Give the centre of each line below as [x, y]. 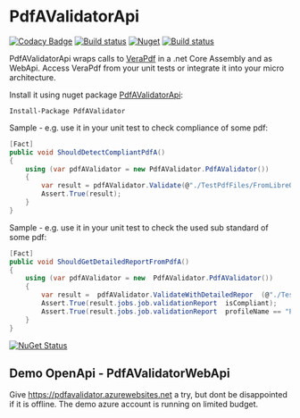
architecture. [33, 77]
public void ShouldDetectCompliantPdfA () [87, 152]
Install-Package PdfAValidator [67, 111]
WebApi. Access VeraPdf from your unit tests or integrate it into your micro [146, 68]
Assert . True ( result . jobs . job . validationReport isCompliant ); [159, 304]
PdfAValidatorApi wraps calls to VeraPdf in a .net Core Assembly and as [141, 58]
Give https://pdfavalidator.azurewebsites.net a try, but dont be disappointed [148, 395]
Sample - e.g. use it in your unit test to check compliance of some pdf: [139, 128]
